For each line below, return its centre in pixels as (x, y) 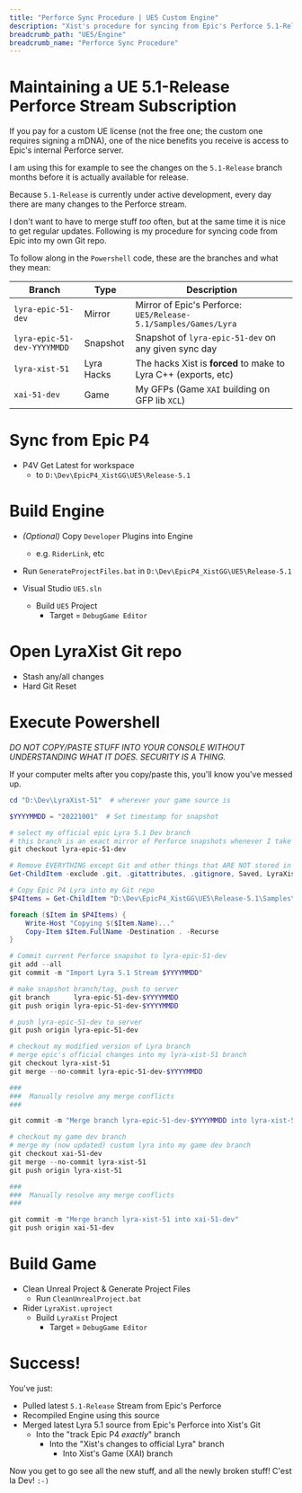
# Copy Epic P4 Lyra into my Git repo (82, 891)
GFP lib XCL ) (160, 401)
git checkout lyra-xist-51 (60, 1063)
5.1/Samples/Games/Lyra (186, 324)
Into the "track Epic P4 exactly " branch (108, 1434)
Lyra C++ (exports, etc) (184, 375)
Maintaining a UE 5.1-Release (120, 87)
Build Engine (57, 511)
